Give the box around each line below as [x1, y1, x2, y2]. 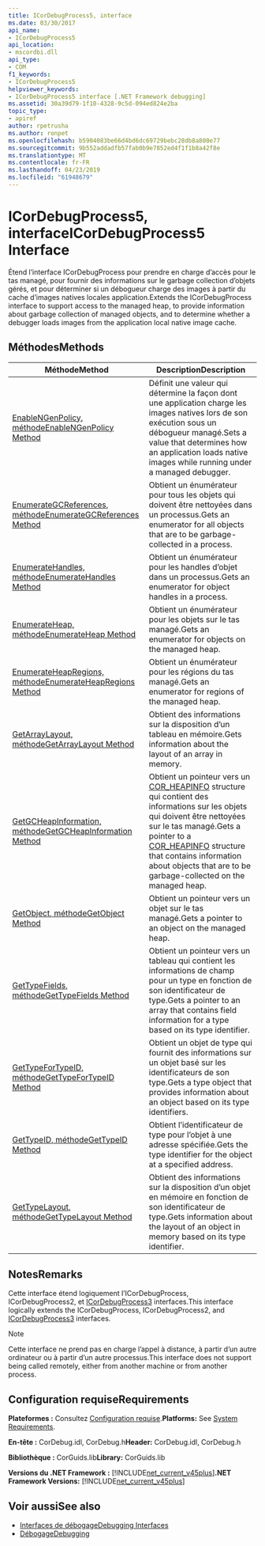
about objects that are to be [148, 860, 251, 871]
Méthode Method [44, 364, 109, 375]
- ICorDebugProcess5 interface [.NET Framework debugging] [8, 93, 207, 100]
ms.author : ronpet [8, 129, 69, 137]
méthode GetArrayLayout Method [12, 738, 135, 749]
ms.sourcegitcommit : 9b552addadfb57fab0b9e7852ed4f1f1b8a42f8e [8, 144, 221, 152]
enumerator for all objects [148, 519, 244, 530]
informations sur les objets [148, 801, 248, 812]
